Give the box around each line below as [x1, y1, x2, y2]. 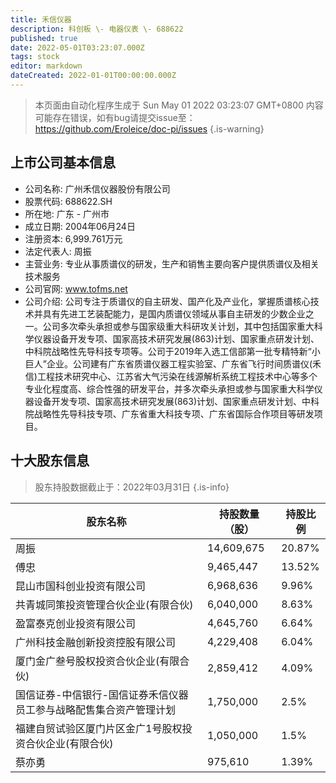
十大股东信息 [10, 452, 90, 470]
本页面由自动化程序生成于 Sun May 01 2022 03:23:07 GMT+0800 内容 [34, 99, 324, 111]
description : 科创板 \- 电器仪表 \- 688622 [10, 24, 184, 34]
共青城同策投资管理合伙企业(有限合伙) [15, 597, 194, 611]
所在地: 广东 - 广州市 [24, 207, 110, 220]
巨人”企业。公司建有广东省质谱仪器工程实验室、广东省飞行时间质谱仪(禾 [24, 357, 322, 370]
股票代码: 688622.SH [24, 195, 113, 207]
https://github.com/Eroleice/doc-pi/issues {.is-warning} [34, 122, 265, 135]
